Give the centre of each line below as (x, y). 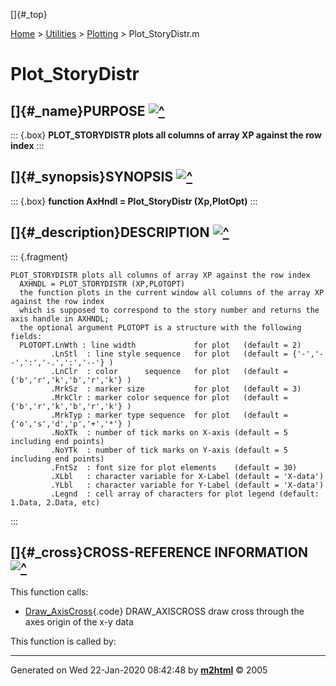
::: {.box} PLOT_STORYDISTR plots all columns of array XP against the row (166, 135)
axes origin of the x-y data (79, 622)
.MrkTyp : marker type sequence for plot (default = (169, 415)
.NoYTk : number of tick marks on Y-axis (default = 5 (169, 450)
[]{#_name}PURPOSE (78, 110)
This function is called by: (63, 641)
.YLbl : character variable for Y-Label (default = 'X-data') (187, 485)
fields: (26, 336)
